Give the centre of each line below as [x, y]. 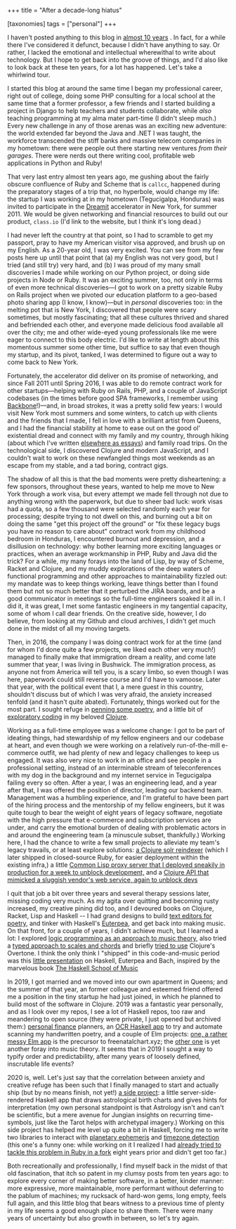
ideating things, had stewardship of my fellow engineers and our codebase [116, 738]
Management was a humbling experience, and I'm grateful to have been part [118, 798]
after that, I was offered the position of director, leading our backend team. [115, 790]
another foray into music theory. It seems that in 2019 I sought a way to [110, 1049]
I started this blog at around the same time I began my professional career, [115, 88]
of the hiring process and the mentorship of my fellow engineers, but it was [116, 805]
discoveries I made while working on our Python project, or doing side [109, 272]
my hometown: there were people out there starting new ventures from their [117, 148]
